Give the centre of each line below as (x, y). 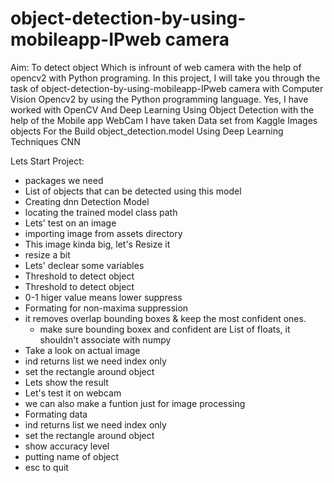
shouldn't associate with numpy (105, 339)
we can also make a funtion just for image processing (135, 403)
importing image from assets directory (103, 233)
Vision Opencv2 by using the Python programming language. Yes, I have (159, 99)
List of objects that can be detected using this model (133, 191)
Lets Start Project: (47, 161)
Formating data (56, 414)
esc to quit (46, 467)
